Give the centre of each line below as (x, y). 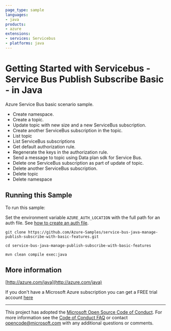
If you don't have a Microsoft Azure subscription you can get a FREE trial (81, 292)
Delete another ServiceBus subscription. (55, 168)
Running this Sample (39, 195)
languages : (17, 15)
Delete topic (25, 173)
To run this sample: (25, 208)
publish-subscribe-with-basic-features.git (52, 237)
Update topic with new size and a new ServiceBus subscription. (79, 125)
